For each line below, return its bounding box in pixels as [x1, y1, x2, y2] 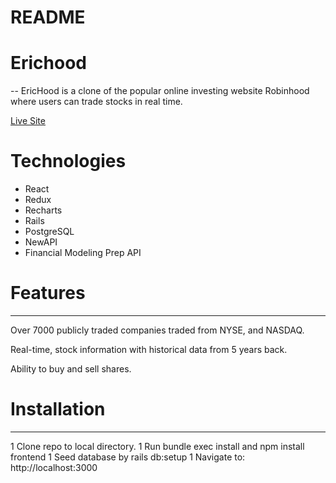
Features [10, 282, 86, 305]
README [10, 6, 86, 29]
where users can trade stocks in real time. [10, 96, 183, 108]
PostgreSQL [24, 226, 75, 238]
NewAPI [24, 236, 58, 248]
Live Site [10, 115, 46, 127]
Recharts [24, 204, 63, 216]
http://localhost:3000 [10, 461, 98, 473]
